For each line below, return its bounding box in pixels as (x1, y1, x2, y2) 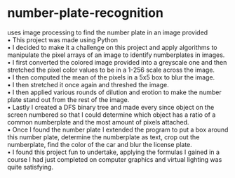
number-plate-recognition (7, 5, 163, 21)
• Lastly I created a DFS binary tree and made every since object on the (7, 103, 215, 111)
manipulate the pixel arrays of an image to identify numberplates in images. (7, 51, 225, 59)
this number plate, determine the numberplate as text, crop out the (7, 132, 200, 141)
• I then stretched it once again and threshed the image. (7, 80, 170, 89)
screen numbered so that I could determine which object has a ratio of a (7, 110, 216, 119)
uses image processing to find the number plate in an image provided (7, 28, 208, 37)
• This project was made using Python (7, 35, 118, 44)
